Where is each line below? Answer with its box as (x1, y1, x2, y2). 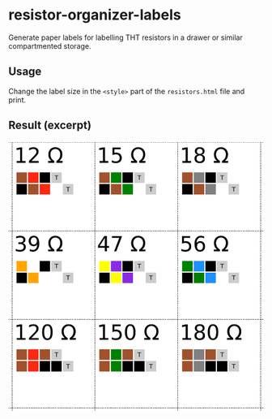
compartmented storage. (8, 41, 91, 50)
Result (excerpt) (8, 119, 91, 132)
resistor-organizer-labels (8, 6, 181, 24)
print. (8, 95, 27, 105)
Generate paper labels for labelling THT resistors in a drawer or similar (8, 32, 243, 42)
